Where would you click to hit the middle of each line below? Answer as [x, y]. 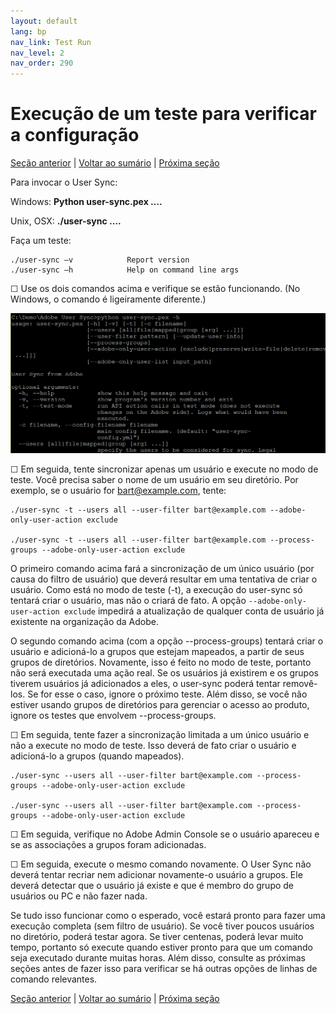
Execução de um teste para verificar [163, 114]
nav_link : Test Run [51, 42]
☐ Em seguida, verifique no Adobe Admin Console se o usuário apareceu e [165, 834]
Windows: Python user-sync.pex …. [86, 202]
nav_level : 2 [37, 53]
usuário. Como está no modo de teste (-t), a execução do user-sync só [156, 589]
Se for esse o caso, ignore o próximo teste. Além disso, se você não [167, 694]
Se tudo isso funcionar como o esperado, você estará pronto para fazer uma [168, 915]
